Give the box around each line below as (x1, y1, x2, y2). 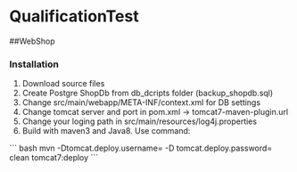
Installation (9, 58, 60, 70)
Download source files (21, 78, 105, 89)
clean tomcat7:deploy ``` (9, 152, 99, 163)
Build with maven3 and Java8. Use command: (21, 126, 191, 136)
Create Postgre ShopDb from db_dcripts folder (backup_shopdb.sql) (21, 87, 274, 99)
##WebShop (9, 36, 55, 46)
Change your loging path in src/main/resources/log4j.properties (21, 116, 257, 127)
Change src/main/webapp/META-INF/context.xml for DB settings (21, 97, 261, 108)
